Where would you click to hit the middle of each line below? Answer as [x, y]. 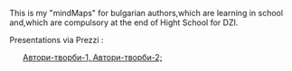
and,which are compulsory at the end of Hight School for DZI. [124, 22]
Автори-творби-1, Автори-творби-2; [92, 57]
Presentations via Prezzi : [57, 40]
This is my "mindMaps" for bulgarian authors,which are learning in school [146, 13]
